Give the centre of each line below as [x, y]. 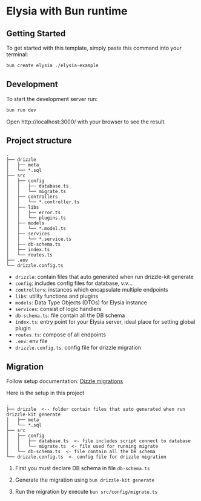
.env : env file [31, 341]
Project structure [39, 140]
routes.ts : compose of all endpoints [60, 335]
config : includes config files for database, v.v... [74, 283]
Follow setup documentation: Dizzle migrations [65, 381]
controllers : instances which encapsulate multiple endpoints [91, 290]
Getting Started [36, 34]
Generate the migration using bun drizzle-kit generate [85, 480]
